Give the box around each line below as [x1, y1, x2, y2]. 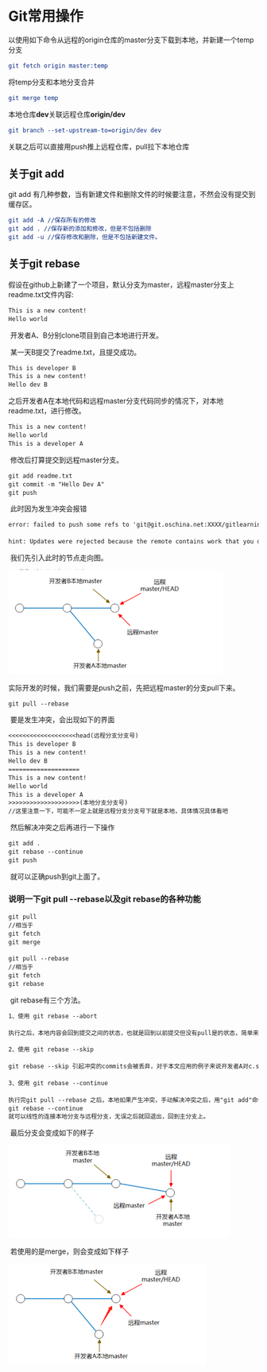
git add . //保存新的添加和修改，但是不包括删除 [8, 225, 153, 233]
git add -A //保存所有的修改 [8, 216, 97, 225]
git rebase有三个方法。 [10, 995, 85, 1005]
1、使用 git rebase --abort [8, 1012, 98, 1020]
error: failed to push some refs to [8, 521, 130, 529]
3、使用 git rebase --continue [8, 1079, 109, 1087]
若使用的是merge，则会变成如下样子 [10, 1246, 130, 1256]
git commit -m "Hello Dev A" [8, 480, 105, 489]
